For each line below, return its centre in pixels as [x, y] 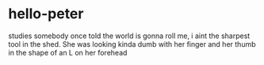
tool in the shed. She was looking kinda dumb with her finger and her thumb [132, 44]
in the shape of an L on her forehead [68, 52]
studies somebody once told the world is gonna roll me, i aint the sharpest [129, 36]
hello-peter [46, 14]
